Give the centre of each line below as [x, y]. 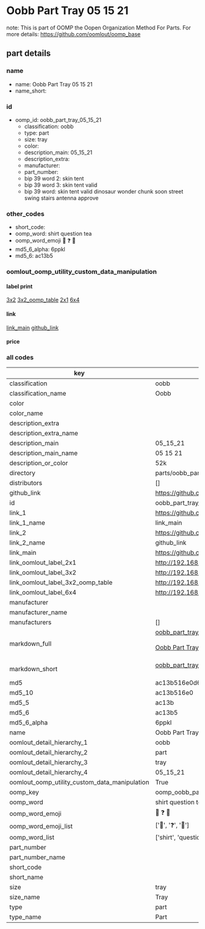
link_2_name [27, 543]
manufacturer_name [38, 612]
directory [22, 473]
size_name [25, 897]
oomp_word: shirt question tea [53, 234]
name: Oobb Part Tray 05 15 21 [54, 84]
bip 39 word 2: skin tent [54, 178]
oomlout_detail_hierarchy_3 [49, 762]
